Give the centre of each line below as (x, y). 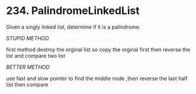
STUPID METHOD (28, 38)
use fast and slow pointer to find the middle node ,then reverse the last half (97, 78)
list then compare (27, 84)
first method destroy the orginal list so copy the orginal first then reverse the (98, 49)
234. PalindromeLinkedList (73, 11)
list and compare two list (36, 55)
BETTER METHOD (28, 67)
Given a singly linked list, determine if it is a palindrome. (73, 27)
